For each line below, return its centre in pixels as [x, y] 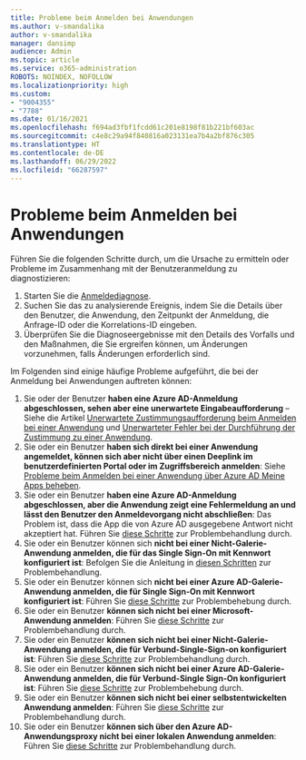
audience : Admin [41, 52]
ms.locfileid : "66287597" [59, 170]
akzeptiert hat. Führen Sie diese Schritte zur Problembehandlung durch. [158, 534]
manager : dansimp [43, 43]
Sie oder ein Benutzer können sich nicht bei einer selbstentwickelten [155, 698]
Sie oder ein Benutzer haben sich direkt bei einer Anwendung [141, 447]
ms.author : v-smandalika [57, 26]
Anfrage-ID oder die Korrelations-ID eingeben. [110, 325]
